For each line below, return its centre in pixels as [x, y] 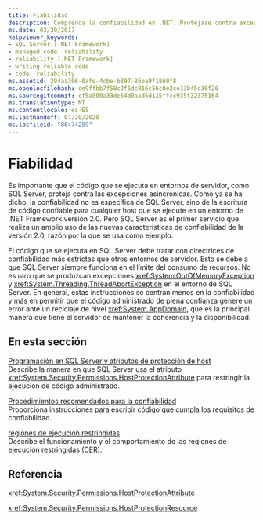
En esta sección [48, 342]
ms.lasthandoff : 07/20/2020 [54, 118]
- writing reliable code [49, 67]
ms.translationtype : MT [47, 103]
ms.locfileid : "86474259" [50, 125]
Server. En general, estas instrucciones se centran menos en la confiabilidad [131, 292]
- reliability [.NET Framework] [61, 60]
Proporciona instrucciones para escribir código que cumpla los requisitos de [131, 409]
